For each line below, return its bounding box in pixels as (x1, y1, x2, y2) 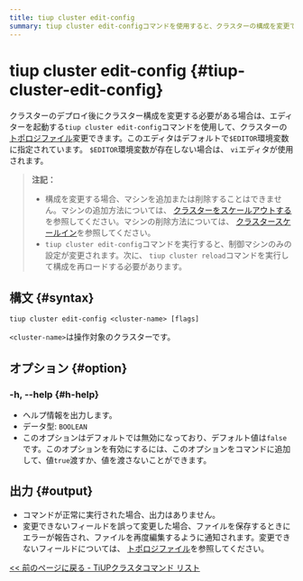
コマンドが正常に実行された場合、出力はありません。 (22, 509, 221, 520)
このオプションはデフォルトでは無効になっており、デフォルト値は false (22, 431, 287, 442)
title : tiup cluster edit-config (9, 13, 135, 23)
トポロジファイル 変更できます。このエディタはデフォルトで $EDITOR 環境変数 (9, 132, 289, 144)
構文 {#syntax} (9, 290, 95, 305)
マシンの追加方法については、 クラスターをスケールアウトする (60, 204, 292, 216)
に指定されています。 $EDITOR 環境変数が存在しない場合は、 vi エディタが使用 (9, 144, 294, 155)
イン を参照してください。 (60, 227, 156, 239)
